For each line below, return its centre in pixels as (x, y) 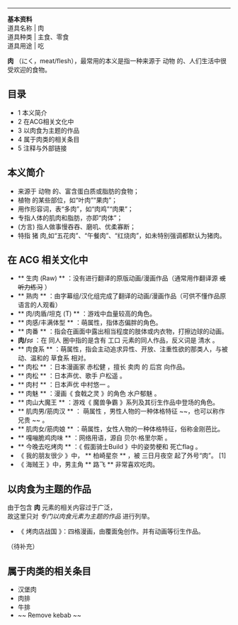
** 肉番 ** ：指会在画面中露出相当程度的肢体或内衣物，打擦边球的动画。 (123, 331)
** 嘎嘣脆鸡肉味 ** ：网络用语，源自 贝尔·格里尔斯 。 (94, 438)
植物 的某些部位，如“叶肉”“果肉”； (68, 200)
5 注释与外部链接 (42, 148)
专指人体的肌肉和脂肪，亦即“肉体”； (70, 218)
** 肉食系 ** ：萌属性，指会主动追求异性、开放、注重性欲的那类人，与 (119, 349)
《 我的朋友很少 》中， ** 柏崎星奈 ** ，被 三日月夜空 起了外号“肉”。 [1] (122, 455)
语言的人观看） (39, 305)
